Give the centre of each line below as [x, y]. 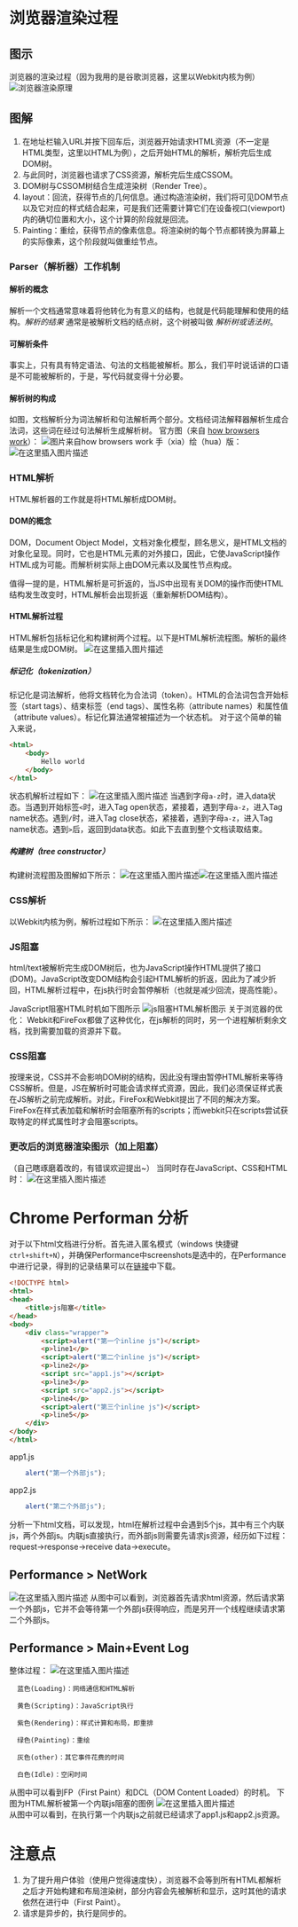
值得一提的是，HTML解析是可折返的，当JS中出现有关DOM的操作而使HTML [146, 583]
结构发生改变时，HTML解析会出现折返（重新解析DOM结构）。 [121, 594]
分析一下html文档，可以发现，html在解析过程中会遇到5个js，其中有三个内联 [147, 1524]
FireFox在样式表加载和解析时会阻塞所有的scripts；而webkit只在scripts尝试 [145, 1111]
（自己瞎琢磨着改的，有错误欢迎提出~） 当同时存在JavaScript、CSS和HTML [149, 1168]
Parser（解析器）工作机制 [65, 266]
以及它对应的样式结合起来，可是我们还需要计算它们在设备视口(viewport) [153, 208]
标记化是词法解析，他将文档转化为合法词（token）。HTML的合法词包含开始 [145, 695]
